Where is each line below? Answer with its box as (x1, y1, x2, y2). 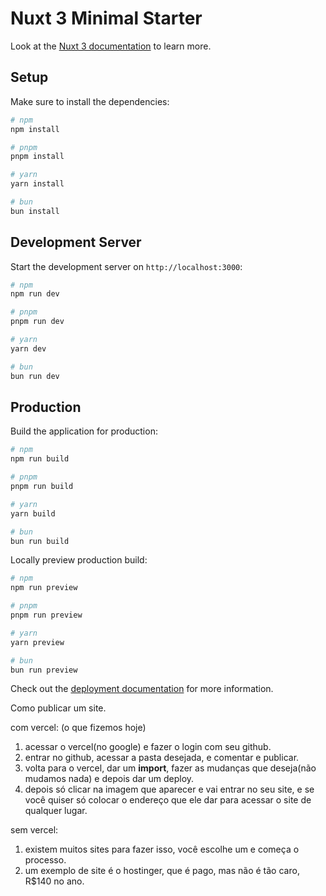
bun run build (10, 536, 70, 546)
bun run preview (10, 665, 78, 675)
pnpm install (10, 152, 65, 162)
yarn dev (10, 343, 47, 354)
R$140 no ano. (24, 875, 85, 887)
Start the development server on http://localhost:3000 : (10, 260, 243, 272)
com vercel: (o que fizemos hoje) (10, 722, 147, 734)
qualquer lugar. (24, 805, 88, 817)
